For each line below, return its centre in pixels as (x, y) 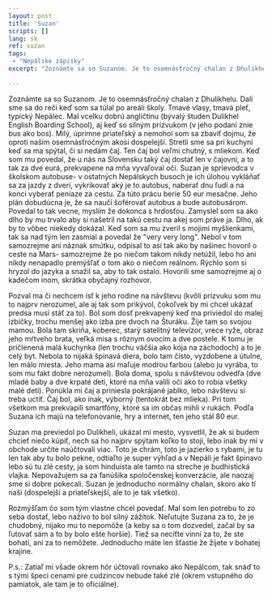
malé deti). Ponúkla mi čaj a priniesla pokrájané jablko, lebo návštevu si (127, 390)
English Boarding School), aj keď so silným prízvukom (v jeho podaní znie (131, 125)
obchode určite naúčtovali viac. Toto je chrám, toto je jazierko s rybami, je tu (136, 449)
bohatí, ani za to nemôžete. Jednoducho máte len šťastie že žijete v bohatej (134, 542)
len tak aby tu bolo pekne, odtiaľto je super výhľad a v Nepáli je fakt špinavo (135, 457)
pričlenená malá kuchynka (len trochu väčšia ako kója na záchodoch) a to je (135, 347)
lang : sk (23, 39)
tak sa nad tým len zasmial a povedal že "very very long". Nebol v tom (125, 237)
